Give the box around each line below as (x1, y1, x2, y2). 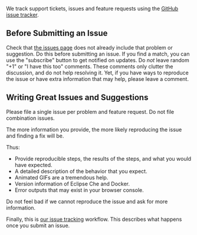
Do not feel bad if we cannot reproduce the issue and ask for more (6, 198, 168, 205)
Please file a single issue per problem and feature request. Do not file (6, 108, 175, 115)
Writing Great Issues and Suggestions (6, 93, 149, 103)
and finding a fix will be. (6, 132, 64, 139)
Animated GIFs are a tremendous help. (14, 174, 109, 181)
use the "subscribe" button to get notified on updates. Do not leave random (6, 56, 190, 64)
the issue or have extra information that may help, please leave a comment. (6, 75, 189, 82)
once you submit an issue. (6, 221, 70, 229)
